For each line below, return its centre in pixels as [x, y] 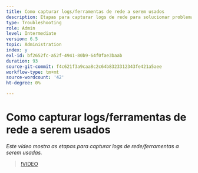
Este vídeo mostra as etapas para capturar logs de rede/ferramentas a [93, 146]
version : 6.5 [22, 39]
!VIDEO [29, 164]
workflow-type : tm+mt [33, 72]
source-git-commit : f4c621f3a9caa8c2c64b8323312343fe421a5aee [84, 66]
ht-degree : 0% [24, 83]
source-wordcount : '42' [35, 77]
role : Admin [21, 28]
